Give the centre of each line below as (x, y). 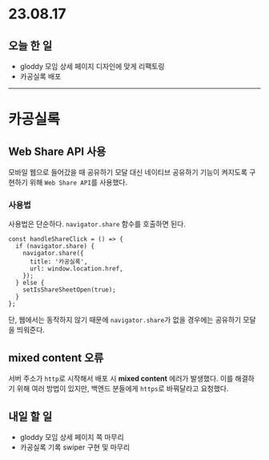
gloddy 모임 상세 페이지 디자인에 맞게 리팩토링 (92, 66)
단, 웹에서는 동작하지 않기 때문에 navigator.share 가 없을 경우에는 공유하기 (125, 320)
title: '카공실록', (58, 262)
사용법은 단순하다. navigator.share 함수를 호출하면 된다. (97, 224)
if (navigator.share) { (55, 246)
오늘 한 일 (30, 45)
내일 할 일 (30, 416)
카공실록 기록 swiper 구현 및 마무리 (75, 447)
